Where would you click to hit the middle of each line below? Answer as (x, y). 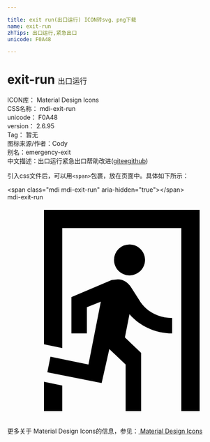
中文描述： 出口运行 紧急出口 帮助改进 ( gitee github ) (78, 161)
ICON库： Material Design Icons (53, 100)
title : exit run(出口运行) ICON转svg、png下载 (72, 20)
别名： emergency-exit (39, 152)
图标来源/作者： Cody (38, 144)
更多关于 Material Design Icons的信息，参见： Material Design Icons (105, 431)
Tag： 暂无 (23, 135)
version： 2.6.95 (31, 126)
